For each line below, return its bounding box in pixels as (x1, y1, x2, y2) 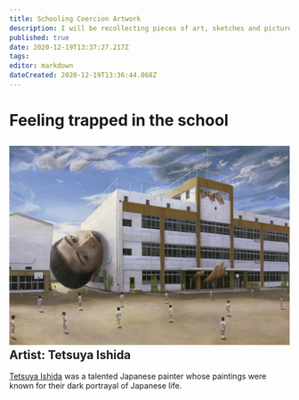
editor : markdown (9, 61, 74, 70)
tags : (9, 52, 29, 61)
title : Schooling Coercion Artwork (9, 14, 141, 23)
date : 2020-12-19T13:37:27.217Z (9, 43, 129, 52)
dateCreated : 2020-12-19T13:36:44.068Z (9, 71, 158, 80)
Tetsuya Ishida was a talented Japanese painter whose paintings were (9, 371, 267, 382)
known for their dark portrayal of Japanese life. (9, 380, 182, 391)
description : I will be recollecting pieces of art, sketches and (9, 23, 261, 33)
